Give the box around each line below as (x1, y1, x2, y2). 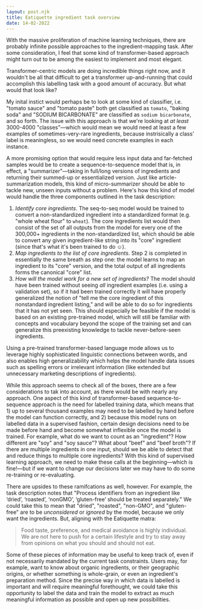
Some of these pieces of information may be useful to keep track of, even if (6, 551, 194, 558)
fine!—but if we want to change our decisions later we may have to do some (6, 465, 195, 472)
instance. (6, 143, 30, 151)
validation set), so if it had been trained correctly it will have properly (14, 288, 186, 295)
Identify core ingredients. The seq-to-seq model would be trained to (14, 205, 185, 212)
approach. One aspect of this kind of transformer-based (6, 395, 146, 402)
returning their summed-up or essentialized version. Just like (6, 174, 158, 181)
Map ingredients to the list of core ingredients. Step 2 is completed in (14, 249, 187, 257)
